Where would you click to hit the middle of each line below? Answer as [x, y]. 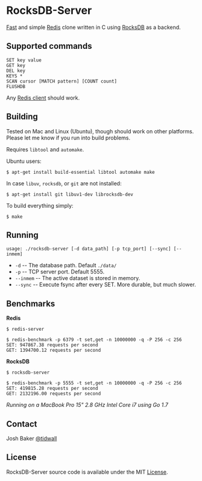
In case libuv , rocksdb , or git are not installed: [64, 183]
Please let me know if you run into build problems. [68, 138]
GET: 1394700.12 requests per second [54, 351]
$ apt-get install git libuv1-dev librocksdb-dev [70, 194]
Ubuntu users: [24, 161]
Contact [22, 424]
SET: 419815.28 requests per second [52, 389]
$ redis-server [25, 330]
